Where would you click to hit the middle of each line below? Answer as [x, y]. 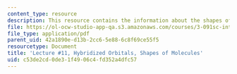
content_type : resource [42, 14]
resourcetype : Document [42, 47]
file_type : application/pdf [49, 33]
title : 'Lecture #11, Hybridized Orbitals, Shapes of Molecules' [105, 54]
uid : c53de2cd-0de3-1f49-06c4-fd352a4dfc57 [72, 60]
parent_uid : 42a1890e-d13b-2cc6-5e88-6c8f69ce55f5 [83, 40]
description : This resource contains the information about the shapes [115, 20]
